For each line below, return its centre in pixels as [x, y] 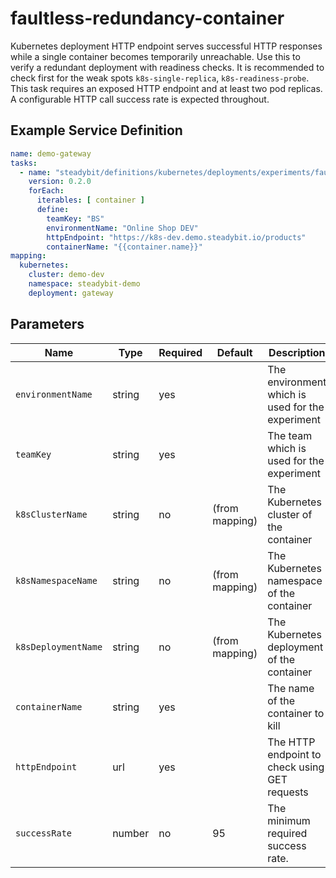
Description [297, 352]
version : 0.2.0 [60, 182]
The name [291, 688]
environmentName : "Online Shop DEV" [122, 228]
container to [296, 713]
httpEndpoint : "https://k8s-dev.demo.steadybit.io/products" [176, 237]
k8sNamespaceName [56, 580]
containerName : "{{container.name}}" [124, 247]
